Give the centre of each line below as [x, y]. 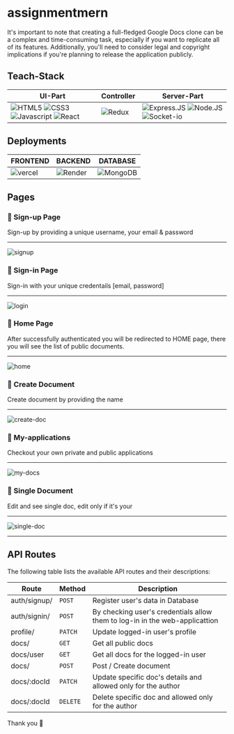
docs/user [27, 655]
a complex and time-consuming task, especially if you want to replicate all [114, 39]
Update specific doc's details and [147, 677]
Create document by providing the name [65, 399]
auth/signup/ [32, 600]
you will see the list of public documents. [66, 346]
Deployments [37, 141]
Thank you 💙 [25, 723]
